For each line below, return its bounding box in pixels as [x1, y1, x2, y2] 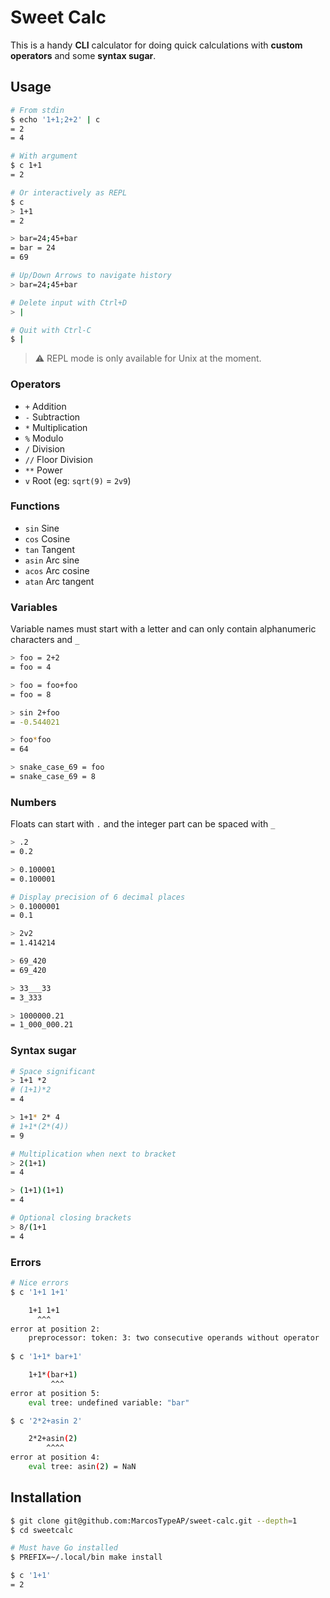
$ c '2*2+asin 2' [10, 1416, 83, 1426]
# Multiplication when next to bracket [10, 1149, 177, 1159]
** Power [24, 464, 63, 476]
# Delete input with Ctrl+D [10, 297, 128, 308]
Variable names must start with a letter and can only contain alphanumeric [10, 623, 317, 635]
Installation [10, 1489, 82, 1506]
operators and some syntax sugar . [10, 49, 157, 61]
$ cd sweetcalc [10, 1525, 74, 1535]
